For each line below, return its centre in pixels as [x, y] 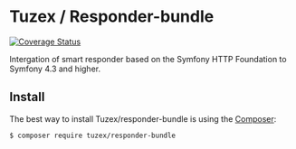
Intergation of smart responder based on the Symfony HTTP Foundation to [148, 59]
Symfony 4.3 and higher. [55, 69]
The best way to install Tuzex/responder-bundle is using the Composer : [143, 118]
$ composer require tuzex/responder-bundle [93, 135]
